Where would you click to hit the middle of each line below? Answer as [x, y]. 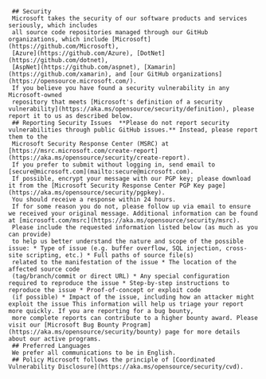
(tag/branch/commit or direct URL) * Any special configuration [120, 276]
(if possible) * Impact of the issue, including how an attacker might [133, 297]
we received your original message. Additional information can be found [133, 213]
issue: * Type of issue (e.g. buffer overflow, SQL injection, [115, 248]
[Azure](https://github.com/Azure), [72, 53]
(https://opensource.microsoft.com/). [72, 81]
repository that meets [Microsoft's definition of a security [117, 102]
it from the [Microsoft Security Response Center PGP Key [106, 186]
